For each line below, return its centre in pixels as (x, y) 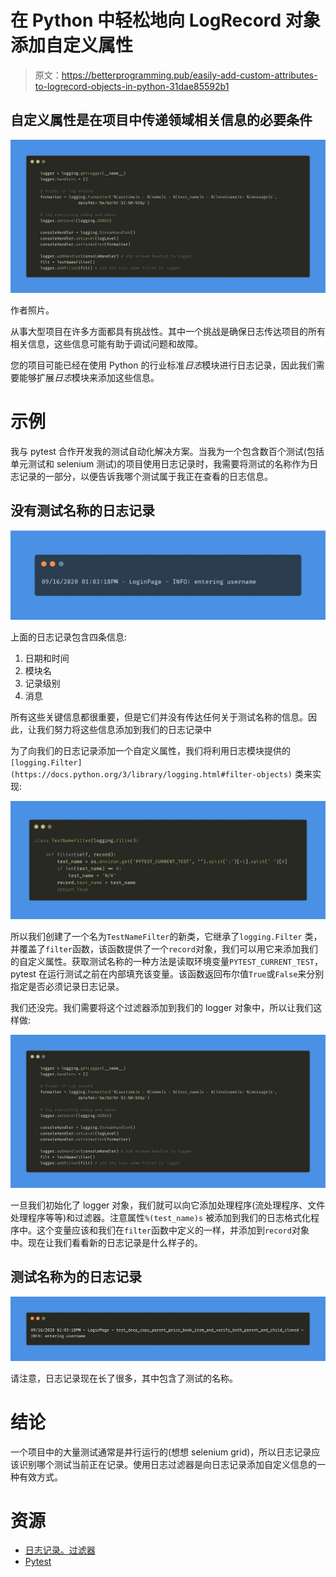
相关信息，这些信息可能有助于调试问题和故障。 (106, 343)
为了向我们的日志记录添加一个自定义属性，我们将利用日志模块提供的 (150, 750)
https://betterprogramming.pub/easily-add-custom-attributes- (189, 75)
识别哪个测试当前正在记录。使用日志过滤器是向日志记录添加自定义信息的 (167, 1464)
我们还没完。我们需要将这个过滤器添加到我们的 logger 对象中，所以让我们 (162, 1007)
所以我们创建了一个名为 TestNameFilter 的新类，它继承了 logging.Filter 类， (166, 936)
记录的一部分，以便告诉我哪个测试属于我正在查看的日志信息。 (145, 476)
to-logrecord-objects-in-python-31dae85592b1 (132, 86)
